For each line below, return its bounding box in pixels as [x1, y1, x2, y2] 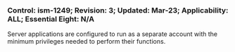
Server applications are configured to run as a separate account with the [7, 30, 218, 38]
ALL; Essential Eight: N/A [7, 14, 95, 24]
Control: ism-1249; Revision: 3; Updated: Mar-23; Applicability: [7, 6, 229, 15]
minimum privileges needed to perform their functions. [7, 37, 166, 46]
